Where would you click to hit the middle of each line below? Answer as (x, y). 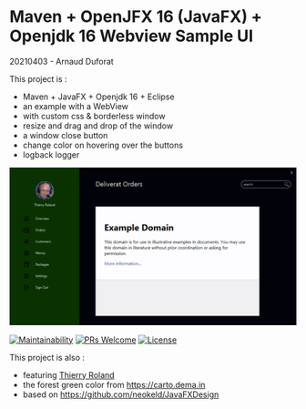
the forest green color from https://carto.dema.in (114, 384)
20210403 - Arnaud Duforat (61, 61)
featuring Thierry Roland (69, 374)
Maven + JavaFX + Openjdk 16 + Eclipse (98, 97)
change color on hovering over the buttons (103, 145)
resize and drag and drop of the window (98, 126)
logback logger (51, 154)
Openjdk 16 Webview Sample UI (131, 36)
